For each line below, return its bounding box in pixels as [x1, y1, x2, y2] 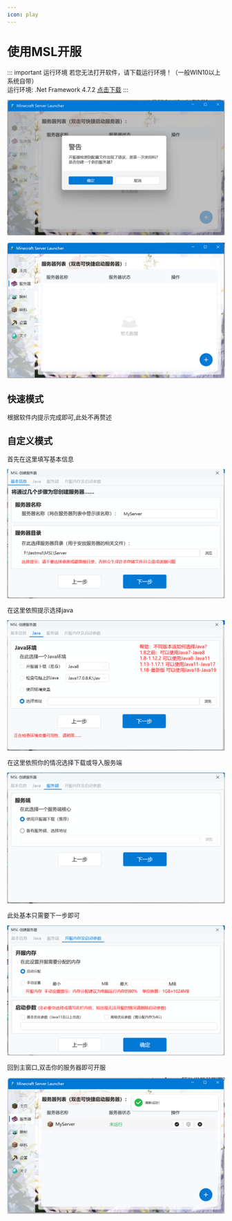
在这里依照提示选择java [7, 606, 74, 615]
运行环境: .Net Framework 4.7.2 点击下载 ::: [7, 85, 129, 93]
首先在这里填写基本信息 [7, 454, 74, 463]
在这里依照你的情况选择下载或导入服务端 [7, 758, 122, 767]
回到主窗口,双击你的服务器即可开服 [7, 1063, 106, 1071]
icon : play [7, 11, 39, 18]
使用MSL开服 [7, 44, 82, 59]
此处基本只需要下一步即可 [7, 912, 80, 920]
